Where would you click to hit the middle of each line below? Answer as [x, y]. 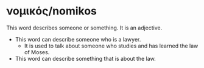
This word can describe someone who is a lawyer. [78, 39]
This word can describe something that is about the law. [86, 58]
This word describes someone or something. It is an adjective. [84, 28]
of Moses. [37, 52]
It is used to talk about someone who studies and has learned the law [111, 46]
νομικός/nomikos [52, 11]
